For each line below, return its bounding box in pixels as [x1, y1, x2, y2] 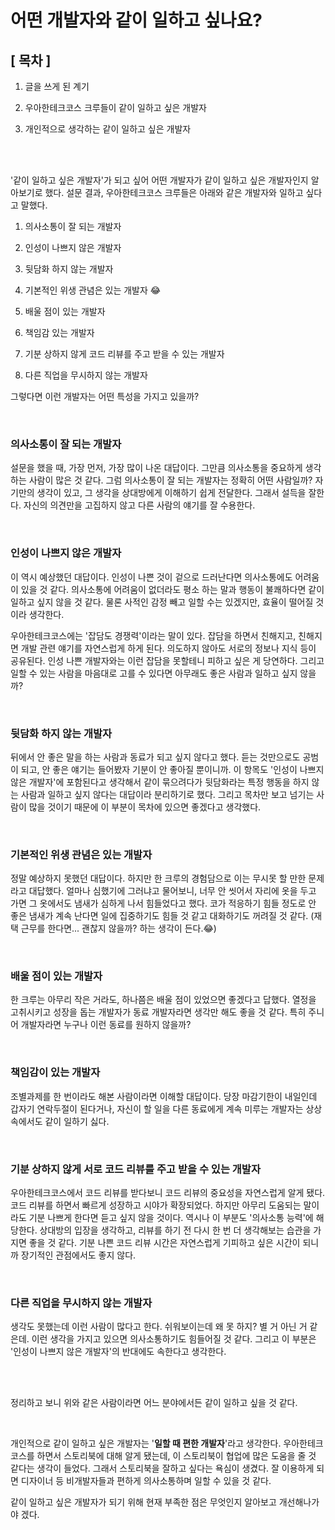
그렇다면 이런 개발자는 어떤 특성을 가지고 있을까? [10, 391, 200, 402]
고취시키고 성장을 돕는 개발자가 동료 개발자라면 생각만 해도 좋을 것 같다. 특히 [10, 1006, 307, 1018]
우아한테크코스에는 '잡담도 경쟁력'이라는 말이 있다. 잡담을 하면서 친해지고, [10, 629, 297, 641]
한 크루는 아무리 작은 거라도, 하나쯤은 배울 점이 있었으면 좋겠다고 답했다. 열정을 [10, 994, 317, 1006]
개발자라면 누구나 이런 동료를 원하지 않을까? [20, 1019, 192, 1031]
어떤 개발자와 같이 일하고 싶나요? [10, 9, 263, 32]
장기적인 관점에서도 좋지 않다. [20, 1249, 137, 1261]
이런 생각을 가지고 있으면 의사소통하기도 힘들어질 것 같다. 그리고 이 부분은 [31, 1333, 317, 1345]
